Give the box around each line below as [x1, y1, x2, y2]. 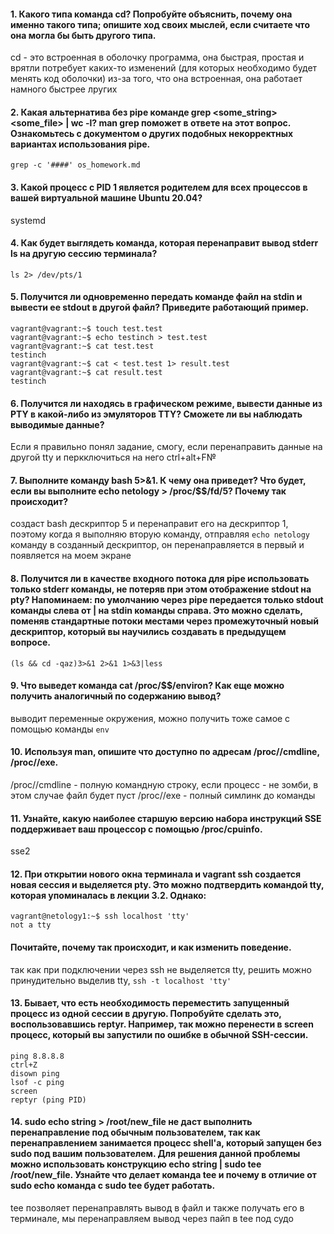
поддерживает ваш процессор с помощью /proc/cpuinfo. [10, 823, 263, 835]
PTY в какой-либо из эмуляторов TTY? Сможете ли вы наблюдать [10, 408, 303, 420]
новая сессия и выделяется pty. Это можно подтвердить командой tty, [10, 878, 325, 890]
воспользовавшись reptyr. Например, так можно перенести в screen [10, 1018, 314, 1030]
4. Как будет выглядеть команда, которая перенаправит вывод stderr [10, 237, 319, 249]
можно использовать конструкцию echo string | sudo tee [10, 1158, 262, 1170]
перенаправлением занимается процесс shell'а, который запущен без [10, 1137, 322, 1149]
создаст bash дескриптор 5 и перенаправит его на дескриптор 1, [10, 518, 289, 530]
